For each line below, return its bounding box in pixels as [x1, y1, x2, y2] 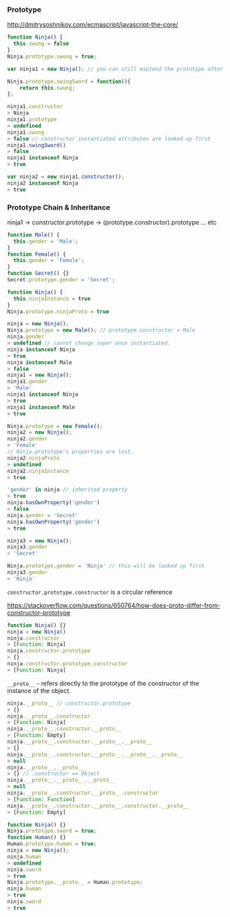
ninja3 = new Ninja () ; [7, 537, 72, 544]
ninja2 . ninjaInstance [7, 467, 70, 474]
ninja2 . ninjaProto [7, 454, 60, 461]
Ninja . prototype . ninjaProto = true [7, 308, 109, 315]
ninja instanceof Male [7, 359, 72, 366]
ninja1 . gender [7, 378, 48, 385]
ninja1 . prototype [7, 116, 57, 123]
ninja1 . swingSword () [7, 141, 67, 149]
